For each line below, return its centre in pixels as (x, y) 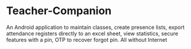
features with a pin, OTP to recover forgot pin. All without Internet (87, 40)
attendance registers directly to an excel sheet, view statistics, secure (92, 33)
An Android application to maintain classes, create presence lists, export (95, 27)
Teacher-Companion (59, 11)
